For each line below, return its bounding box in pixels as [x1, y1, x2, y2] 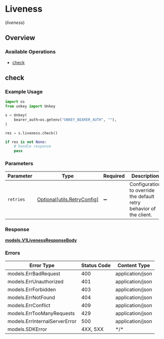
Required [103, 172, 125, 179]
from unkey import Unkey [5, 104, 56, 109]
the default [129, 193, 155, 200]
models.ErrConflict [7, 302, 51, 309]
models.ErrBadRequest [7, 270, 61, 277]
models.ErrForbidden [7, 286, 56, 293]
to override [129, 187, 155, 194]
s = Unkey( [5, 113, 27, 118]
